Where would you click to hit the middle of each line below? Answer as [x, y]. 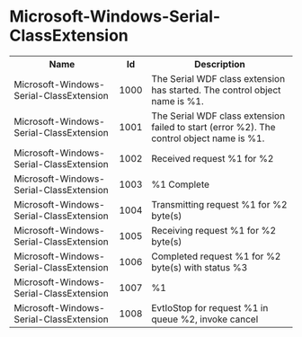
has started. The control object [216, 90]
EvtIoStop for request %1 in [210, 307]
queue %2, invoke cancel [205, 319]
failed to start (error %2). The [213, 127]
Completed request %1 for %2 [216, 256]
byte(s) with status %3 [200, 267]
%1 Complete [180, 184]
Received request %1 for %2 [213, 158]
